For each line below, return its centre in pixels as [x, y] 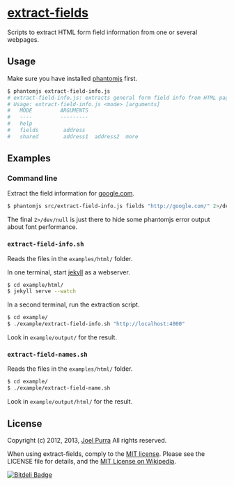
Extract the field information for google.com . [71, 193]
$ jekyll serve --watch [42, 291]
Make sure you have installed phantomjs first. [72, 78]
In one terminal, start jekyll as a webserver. [69, 272]
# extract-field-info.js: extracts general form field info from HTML [112, 98]
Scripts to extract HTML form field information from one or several [102, 32]
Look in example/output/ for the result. [62, 337]
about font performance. [42, 227]
